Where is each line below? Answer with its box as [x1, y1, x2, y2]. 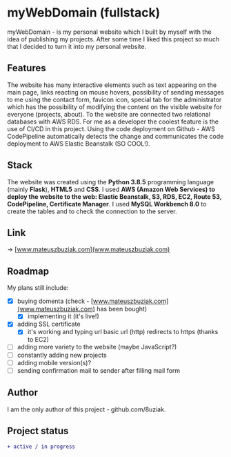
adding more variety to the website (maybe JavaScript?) [17, 343, 177, 351]
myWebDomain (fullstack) [7, 5, 161, 21]
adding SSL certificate [17, 320, 81, 329]
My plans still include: [7, 284, 69, 292]
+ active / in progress [7, 443, 76, 450]
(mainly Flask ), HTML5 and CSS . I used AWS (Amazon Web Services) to [7, 185, 216, 193]
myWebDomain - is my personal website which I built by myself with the [7, 28, 212, 36]
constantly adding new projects [17, 351, 107, 359]
